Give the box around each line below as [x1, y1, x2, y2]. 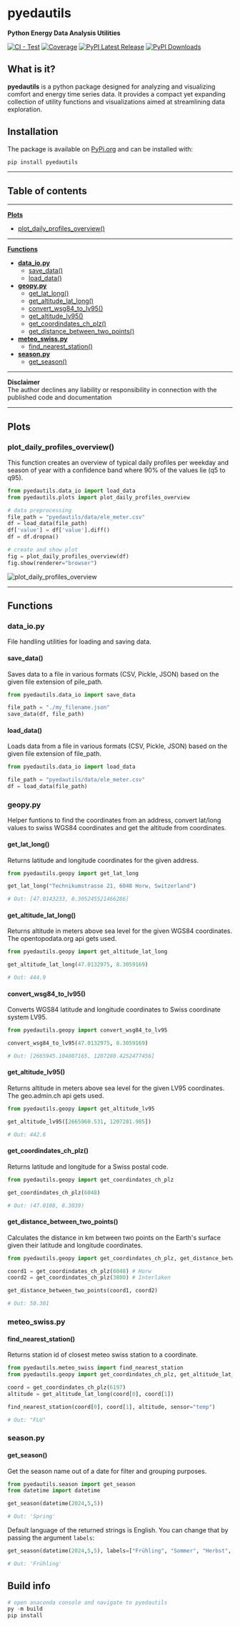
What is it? [7, 63, 56, 76]
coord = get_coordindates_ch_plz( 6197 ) [7, 1384, 126, 1391]
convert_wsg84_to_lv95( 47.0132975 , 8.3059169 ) [7, 1039, 149, 1047]
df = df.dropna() [7, 534, 59, 541]
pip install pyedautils [7, 159, 79, 166]
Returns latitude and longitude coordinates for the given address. [7, 856, 199, 864]
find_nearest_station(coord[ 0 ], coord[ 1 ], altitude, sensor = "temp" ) [7, 1403, 216, 1410]
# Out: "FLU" [7, 1416, 46, 1423]
